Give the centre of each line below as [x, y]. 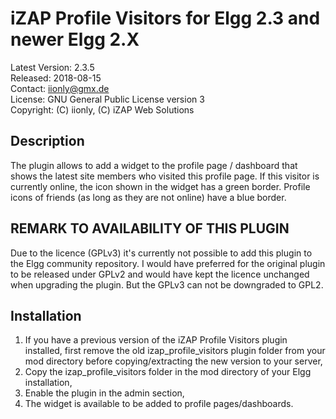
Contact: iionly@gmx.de [60, 88]
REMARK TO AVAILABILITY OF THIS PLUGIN [150, 228]
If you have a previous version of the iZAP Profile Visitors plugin [156, 340]
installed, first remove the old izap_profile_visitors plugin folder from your [175, 351]
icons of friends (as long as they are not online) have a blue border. [148, 197]
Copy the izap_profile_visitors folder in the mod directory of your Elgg [168, 372]
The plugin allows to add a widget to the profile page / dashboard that [154, 165]
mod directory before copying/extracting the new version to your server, [173, 361]
